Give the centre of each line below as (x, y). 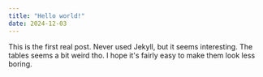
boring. (20, 64)
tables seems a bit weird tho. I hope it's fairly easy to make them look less (132, 55)
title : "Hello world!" (47, 16)
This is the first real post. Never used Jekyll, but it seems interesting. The (131, 46)
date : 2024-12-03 (38, 24)
